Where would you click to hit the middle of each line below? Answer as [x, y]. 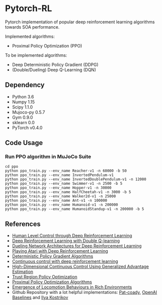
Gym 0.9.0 [22, 117]
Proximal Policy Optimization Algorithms [52, 282]
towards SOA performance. [32, 27]
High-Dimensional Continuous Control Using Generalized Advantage [81, 267]
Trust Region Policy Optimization [45, 277]
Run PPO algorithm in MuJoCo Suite [48, 157]
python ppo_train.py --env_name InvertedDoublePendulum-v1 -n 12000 [76, 179]
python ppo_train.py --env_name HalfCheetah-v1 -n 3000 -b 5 [68, 192]
